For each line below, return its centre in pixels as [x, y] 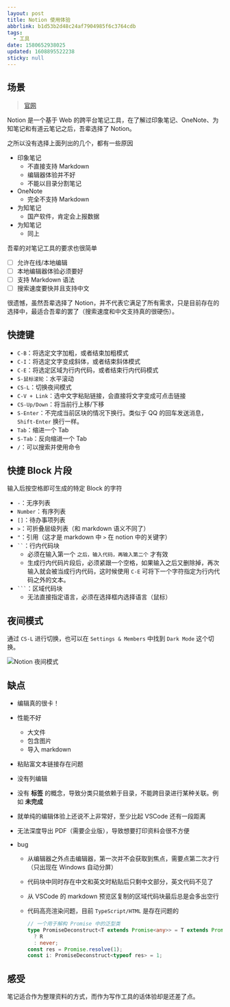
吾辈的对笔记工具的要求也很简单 [52, 248]
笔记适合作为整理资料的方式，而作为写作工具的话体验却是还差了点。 [103, 997]
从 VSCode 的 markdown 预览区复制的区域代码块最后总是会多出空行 [123, 896]
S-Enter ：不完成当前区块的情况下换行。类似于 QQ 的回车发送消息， [112, 412]
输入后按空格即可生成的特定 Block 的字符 [65, 488]
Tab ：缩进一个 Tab [43, 430]
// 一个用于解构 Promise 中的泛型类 [74, 924]
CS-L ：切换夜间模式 [44, 387]
